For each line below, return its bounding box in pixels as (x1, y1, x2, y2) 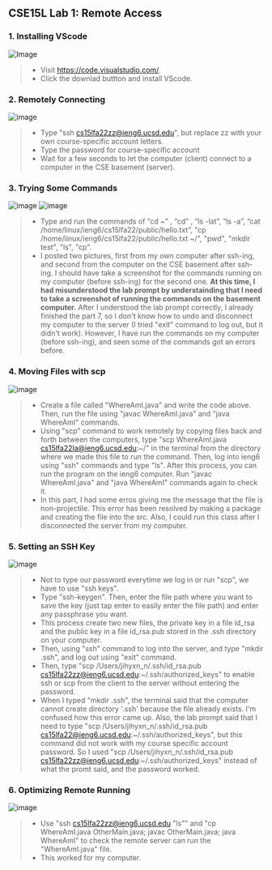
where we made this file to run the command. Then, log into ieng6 (40, 451, 261, 461)
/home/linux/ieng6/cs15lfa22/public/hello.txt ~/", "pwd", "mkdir (40, 234, 251, 244)
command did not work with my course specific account (40, 738, 228, 748)
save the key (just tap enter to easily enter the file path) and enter (40, 600, 259, 610)
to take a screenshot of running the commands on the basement (40, 294, 261, 304)
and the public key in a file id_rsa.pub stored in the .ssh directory (40, 626, 257, 636)
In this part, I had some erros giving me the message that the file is (40, 494, 263, 505)
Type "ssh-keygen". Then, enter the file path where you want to (40, 591, 253, 602)
